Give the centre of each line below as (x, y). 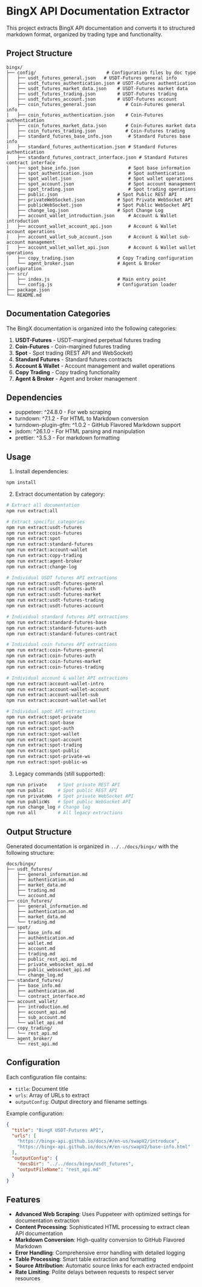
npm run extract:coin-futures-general (55, 650)
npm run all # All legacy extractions (64, 813)
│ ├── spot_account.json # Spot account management (101, 184)
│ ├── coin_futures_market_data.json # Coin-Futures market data (101, 125)
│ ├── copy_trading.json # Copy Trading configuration (100, 258)
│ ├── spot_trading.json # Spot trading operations (101, 189)
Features (23, 1200)
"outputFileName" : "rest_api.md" (59, 1170)
